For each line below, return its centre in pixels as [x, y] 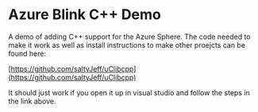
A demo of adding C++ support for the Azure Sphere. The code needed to [129, 37]
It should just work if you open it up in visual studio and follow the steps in [129, 92]
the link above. [32, 101]
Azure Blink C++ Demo [85, 15]
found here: [27, 53]
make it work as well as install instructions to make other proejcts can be [127, 44]
